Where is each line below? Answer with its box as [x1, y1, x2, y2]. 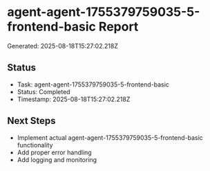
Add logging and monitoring [17, 155, 97, 163]
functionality [17, 141, 53, 149]
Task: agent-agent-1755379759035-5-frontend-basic [17, 80, 169, 89]
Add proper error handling [17, 148, 92, 156]
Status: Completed [17, 87, 70, 96]
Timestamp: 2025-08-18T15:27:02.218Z [17, 95, 131, 103]
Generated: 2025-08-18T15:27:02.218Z [7, 42, 119, 50]
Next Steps [7, 115, 56, 127]
